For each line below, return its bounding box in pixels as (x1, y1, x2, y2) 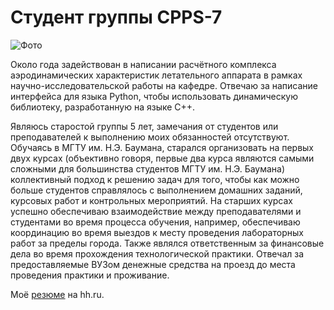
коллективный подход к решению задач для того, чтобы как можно (10, 173, 300, 185)
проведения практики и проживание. (10, 269, 170, 281)
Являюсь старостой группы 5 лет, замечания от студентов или (10, 120, 279, 132)
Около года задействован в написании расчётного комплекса (10, 58, 277, 70)
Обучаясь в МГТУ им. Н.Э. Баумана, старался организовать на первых (10, 141, 315, 153)
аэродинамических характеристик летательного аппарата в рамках (10, 69, 303, 81)
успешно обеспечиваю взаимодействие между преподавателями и (10, 205, 302, 217)
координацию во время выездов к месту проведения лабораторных (10, 226, 304, 238)
